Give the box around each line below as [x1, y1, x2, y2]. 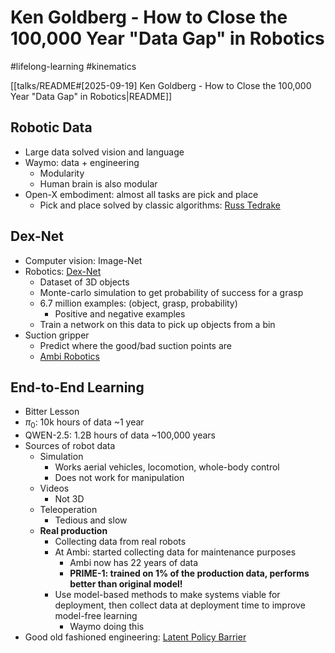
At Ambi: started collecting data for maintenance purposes [54, 546, 297, 558]
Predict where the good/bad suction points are [39, 339, 232, 351]
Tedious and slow [54, 514, 128, 526]
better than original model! [69, 578, 183, 590]
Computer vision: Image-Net [24, 254, 143, 266]
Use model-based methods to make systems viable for [54, 589, 281, 601]
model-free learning [54, 610, 138, 622]
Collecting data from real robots [54, 536, 187, 548]
